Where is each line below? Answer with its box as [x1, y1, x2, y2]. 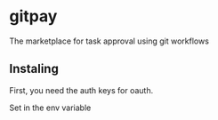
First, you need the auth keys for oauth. [9, 84, 154, 95]
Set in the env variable [9, 102, 92, 113]
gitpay [9, 6, 58, 27]
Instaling [9, 61, 60, 76]
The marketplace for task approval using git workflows [9, 36, 209, 46]
